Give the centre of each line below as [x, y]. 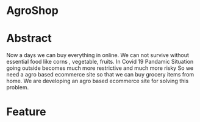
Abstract [29, 39]
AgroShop [33, 11]
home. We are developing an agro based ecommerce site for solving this [98, 81]
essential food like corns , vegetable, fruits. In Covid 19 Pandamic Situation [100, 62]
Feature [26, 112]
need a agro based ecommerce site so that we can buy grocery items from [100, 75]
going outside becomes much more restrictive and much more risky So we [100, 68]
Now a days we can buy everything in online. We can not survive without [98, 55]
